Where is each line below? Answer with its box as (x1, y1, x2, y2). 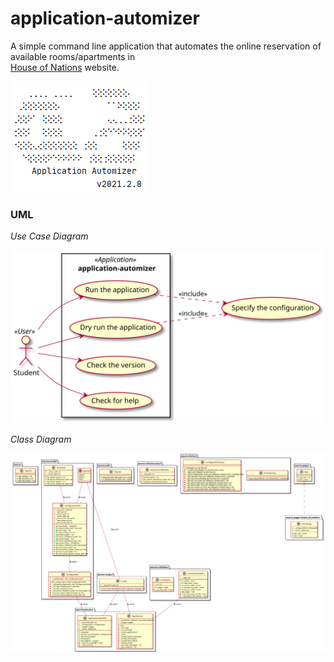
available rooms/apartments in (10, 50, 136, 62)
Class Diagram (10, 433, 72, 445)
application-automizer (10, 7, 200, 30)
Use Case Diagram (10, 230, 89, 242)
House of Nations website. (10, 61, 120, 73)
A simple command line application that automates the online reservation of (10, 40, 322, 52)
